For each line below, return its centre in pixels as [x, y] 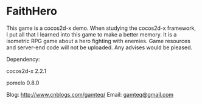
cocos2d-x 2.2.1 [26, 71]
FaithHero [32, 11]
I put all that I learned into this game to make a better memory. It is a [92, 34]
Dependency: [23, 59]
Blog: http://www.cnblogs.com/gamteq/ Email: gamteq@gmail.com [90, 94]
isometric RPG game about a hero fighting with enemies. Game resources [98, 41]
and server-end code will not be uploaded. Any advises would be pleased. [99, 47]
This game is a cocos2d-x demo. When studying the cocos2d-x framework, [101, 28]
